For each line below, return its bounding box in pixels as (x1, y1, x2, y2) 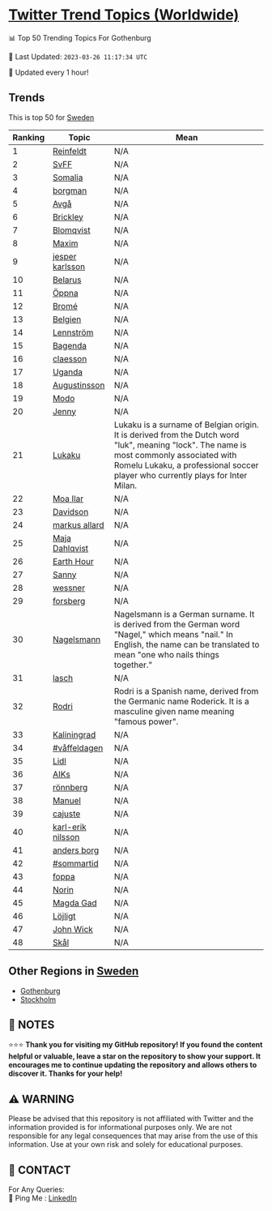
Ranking (12, 131, 45, 143)
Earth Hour (52, 555, 95, 567)
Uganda (52, 366, 83, 378)
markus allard (52, 519, 104, 530)
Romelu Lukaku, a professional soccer (113, 460, 259, 471)
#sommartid (52, 858, 99, 869)
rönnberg (52, 781, 88, 793)
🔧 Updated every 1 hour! (8, 67, 89, 77)
